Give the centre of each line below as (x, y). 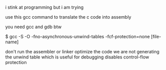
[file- (156, 37)
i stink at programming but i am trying (44, 7)
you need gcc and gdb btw (34, 27)
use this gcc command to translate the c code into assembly (68, 17)
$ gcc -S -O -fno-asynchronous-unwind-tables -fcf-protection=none (78, 37)
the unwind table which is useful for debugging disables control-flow (77, 57)
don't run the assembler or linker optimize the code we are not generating (82, 52)
